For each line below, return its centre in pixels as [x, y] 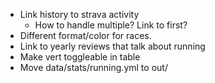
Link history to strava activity [79, 14]
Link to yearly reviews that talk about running [112, 46]
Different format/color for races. [85, 35]
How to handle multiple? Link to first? [111, 25]
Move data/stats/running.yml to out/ [93, 67]
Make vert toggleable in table [80, 57]
